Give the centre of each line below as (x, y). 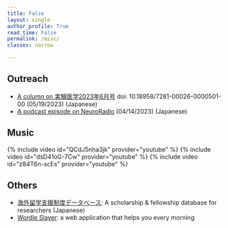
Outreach (28, 79)
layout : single (29, 20)
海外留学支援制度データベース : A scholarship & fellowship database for (117, 203)
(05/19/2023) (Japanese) (62, 104)
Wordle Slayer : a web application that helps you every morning (106, 218)
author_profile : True (38, 26)
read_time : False (32, 33)
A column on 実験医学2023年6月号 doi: (72, 96)
